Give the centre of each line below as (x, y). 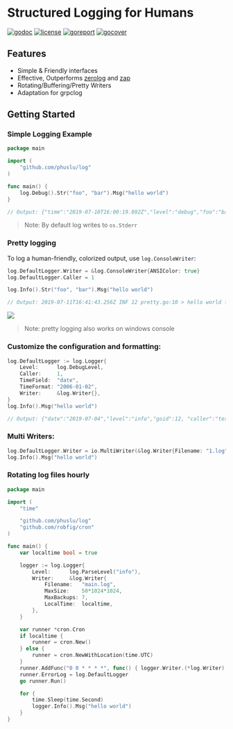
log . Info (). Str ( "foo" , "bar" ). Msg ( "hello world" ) (80, 290)
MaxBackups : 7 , (66, 598)
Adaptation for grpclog (50, 92)
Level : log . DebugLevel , (62, 368)
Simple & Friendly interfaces (58, 70)
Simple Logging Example (50, 135)
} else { (32, 649)
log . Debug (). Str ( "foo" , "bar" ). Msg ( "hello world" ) (94, 193)
